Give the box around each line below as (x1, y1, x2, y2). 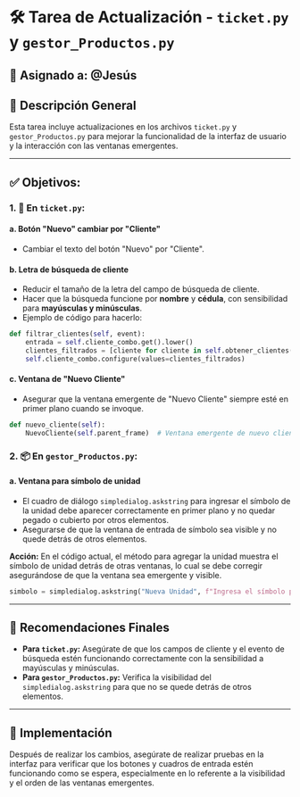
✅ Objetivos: (9, 175, 81, 190)
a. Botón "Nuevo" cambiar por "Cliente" (9, 224, 161, 235)
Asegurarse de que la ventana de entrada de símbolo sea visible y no (21, 524, 277, 535)
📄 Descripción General (9, 97, 137, 112)
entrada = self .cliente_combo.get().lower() (25, 337, 194, 346)
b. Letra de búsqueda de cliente (9, 264, 129, 275)
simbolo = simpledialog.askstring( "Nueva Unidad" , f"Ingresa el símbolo (9, 586, 286, 596)
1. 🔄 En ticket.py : (9, 202, 86, 214)
